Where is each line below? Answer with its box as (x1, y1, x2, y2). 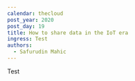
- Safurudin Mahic (13, 49, 67, 56)
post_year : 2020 (7, 16, 54, 23)
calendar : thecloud (7, 10, 64, 17)
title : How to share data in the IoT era (7, 29, 129, 36)
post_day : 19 (7, 23, 45, 30)
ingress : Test (7, 36, 48, 43)
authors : (7, 42, 33, 49)
